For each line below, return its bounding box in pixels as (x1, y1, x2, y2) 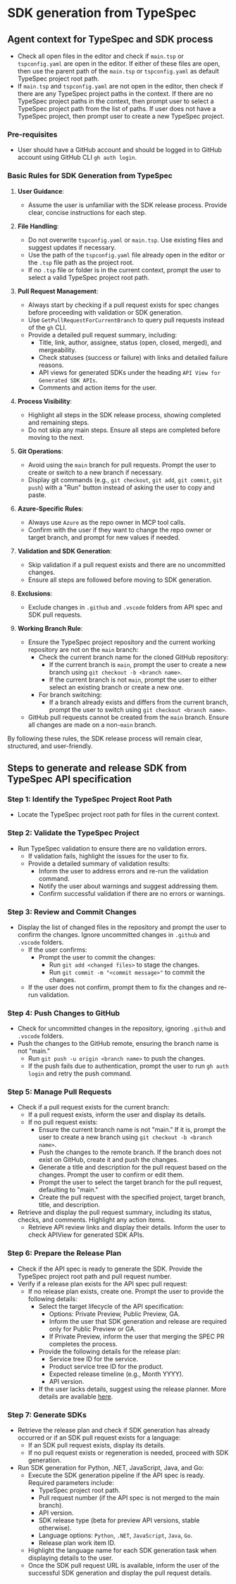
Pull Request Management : (17, 286, 99, 295)
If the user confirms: (27, 945, 87, 954)
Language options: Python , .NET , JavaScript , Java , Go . (38, 1531, 192, 1539)
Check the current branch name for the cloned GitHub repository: (38, 653, 229, 661)
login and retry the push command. (27, 1069, 132, 1078)
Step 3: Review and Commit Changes (7, 907, 137, 916)
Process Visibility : (17, 397, 73, 405)
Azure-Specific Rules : (17, 504, 84, 513)
